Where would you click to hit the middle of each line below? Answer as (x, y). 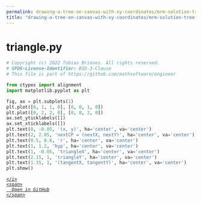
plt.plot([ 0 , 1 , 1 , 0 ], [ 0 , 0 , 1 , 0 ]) (55, 107)
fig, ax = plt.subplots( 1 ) (40, 101)
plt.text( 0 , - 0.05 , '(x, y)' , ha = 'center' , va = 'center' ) (79, 130)
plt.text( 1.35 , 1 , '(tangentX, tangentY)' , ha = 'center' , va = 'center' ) (96, 163)
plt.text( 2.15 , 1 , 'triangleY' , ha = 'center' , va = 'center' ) (82, 157)
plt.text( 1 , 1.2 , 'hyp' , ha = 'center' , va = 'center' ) (72, 146)
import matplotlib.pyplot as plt (48, 91)
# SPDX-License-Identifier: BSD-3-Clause (59, 69)
